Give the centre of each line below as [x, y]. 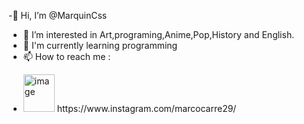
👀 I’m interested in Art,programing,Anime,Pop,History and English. [158, 34]
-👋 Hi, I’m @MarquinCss [58, 15]
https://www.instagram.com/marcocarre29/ [146, 108]
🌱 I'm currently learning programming [100, 45]
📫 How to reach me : [66, 56]
